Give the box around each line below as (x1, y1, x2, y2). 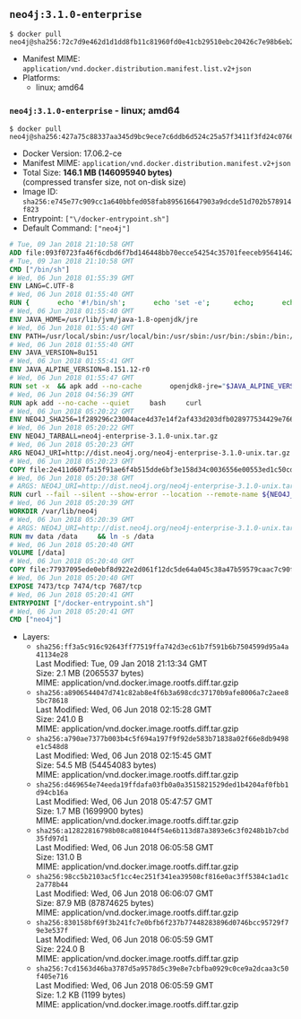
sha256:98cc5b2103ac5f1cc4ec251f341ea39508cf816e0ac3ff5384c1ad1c (35, 873, 289, 882)
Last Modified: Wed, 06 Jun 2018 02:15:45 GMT (35, 750, 212, 762)
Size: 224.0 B (35, 944, 85, 954)
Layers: (21, 631, 50, 642)
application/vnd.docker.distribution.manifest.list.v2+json (21, 64, 252, 74)
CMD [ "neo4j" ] (9, 615, 63, 624)
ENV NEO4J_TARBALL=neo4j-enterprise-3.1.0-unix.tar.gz (9, 431, 219, 441)
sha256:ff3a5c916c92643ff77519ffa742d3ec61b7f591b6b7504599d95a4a (35, 642, 289, 652)
